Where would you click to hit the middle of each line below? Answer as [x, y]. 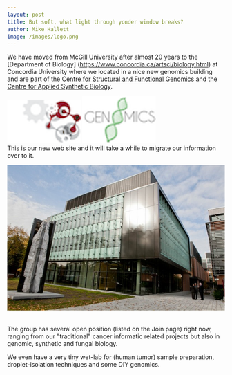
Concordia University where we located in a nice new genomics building [110, 72]
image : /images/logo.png [43, 37]
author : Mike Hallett [38, 29]
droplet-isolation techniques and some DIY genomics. [84, 364]
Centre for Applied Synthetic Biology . [60, 86]
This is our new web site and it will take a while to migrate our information [112, 148]
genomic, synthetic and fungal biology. [62, 343]
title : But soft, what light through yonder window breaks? [96, 22]
